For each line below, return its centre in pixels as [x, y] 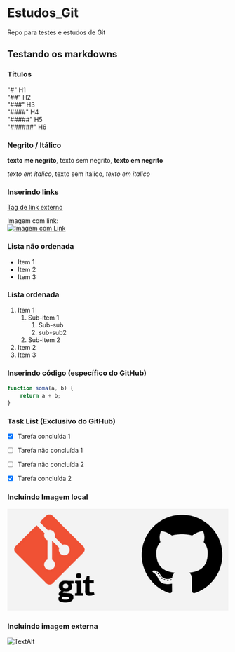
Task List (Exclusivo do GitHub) [61, 421]
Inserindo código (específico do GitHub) [77, 373]
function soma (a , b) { [40, 388]
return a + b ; [40, 395]
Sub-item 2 [44, 340]
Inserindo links [33, 192]
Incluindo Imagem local [48, 497]
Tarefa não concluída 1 [50, 451]
